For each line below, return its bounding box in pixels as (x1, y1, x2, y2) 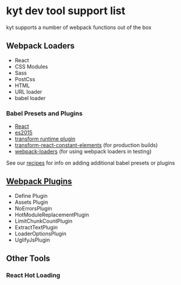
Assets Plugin (14, 198, 49, 206)
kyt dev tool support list (6, 4, 125, 18)
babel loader (14, 94, 46, 101)
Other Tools (6, 254, 50, 264)
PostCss (14, 75, 35, 82)
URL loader (14, 88, 43, 95)
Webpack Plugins (6, 177, 72, 187)
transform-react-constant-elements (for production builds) (14, 142, 158, 149)
